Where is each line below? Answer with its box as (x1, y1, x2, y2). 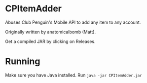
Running (5, 56, 40, 67)
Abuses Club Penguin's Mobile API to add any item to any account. (5, 19, 141, 25)
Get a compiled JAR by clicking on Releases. (5, 38, 96, 44)
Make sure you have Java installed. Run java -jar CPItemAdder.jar (5, 72, 142, 78)
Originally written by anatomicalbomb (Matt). (5, 29, 96, 35)
